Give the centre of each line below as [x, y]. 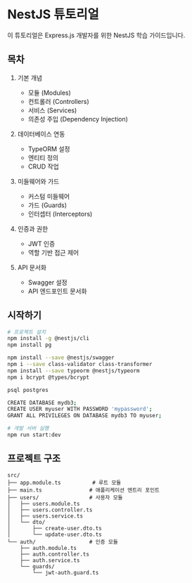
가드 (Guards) [47, 205]
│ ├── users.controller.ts [50, 510]
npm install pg [30, 345]
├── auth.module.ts [49, 548]
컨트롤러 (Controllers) [58, 101]
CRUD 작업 [44, 166]
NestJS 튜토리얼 [53, 14]
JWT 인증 [41, 244]
